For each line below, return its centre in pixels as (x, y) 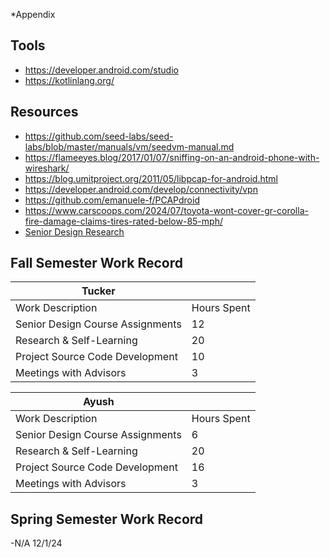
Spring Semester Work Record (107, 519)
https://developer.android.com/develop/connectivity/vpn (141, 189)
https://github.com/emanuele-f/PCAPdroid (112, 200)
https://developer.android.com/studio (101, 70)
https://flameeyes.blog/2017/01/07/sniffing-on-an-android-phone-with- (172, 157)
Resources (44, 112)
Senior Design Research (74, 231)
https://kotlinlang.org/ (69, 80)
